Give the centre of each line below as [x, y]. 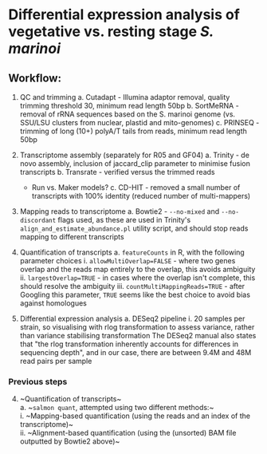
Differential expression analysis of [124, 15]
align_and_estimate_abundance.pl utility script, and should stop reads [134, 228]
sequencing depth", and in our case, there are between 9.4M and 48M [135, 352]
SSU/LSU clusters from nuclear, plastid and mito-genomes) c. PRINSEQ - [139, 122]
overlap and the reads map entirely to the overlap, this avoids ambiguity [137, 269]
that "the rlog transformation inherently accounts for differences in [129, 344]
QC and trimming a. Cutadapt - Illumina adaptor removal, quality [125, 97]
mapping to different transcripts [72, 237]
